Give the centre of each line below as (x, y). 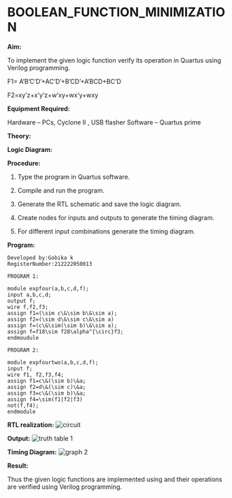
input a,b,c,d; (29, 295)
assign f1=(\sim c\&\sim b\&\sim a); (62, 313)
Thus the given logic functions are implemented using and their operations (115, 479)
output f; (22, 301)
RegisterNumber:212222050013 (50, 264)
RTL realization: (31, 424)
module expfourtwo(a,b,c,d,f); (53, 362)
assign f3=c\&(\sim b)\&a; (47, 393)
